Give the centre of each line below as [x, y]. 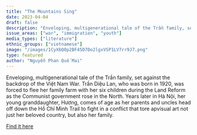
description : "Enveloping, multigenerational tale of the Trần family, [95, 28]
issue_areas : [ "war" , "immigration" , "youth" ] [64, 33]
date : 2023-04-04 [27, 17]
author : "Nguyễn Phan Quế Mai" [44, 60]
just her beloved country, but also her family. [60, 114]
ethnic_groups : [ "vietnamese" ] [44, 45]
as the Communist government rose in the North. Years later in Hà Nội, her [96, 96]
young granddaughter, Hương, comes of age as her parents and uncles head [98, 102]
